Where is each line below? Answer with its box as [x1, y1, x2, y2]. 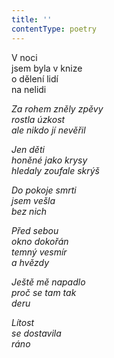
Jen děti [11, 143, 45, 155]
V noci [11, 51, 38, 63]
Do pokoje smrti [11, 184, 77, 196]
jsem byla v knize [11, 62, 83, 74]
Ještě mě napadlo [11, 276, 86, 288]
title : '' [11, 14, 53, 25]
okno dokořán [11, 235, 69, 247]
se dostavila [11, 327, 62, 339]
